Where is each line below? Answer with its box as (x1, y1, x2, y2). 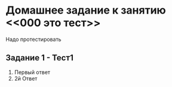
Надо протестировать (5, 36, 62, 43)
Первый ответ (14, 69, 51, 76)
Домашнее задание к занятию (5, 4, 167, 17)
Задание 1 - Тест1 (5, 53, 74, 63)
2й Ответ (14, 75, 38, 82)
